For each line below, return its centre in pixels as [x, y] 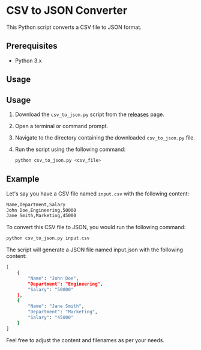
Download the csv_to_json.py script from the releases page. [90, 114]
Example [23, 179]
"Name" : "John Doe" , [53, 278]
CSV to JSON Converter [67, 11]
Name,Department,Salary [36, 204]
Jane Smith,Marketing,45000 [41, 216]
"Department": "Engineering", [65, 284]
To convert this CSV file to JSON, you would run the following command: [96, 227]
